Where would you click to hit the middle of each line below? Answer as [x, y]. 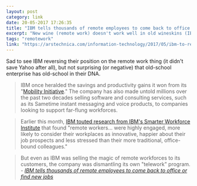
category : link [25, 17]
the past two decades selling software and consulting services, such [103, 97]
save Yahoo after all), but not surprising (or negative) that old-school [89, 67]
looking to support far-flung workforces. [69, 110]
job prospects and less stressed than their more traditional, [91, 140]
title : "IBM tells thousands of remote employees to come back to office [98, 28]
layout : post [22, 11]
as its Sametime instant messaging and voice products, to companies [104, 104]
